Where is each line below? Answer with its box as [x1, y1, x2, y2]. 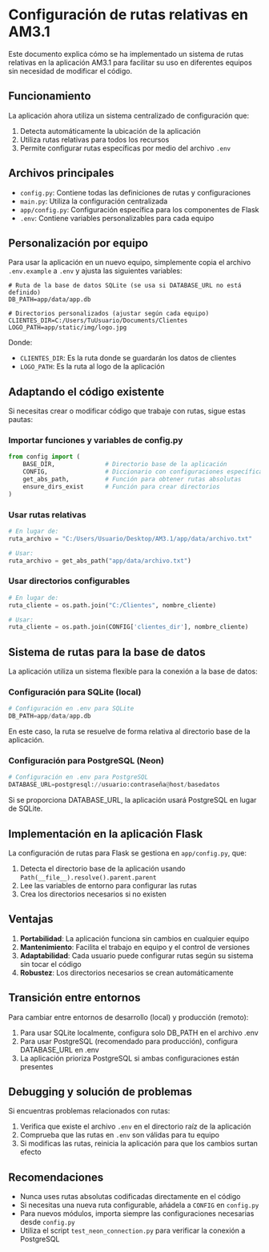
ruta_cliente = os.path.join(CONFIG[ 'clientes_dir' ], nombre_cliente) [8, 623, 249, 631]
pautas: [8, 415, 34, 425]
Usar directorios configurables [8, 575, 130, 586]
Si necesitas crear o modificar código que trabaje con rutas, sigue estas [8, 406, 246, 416]
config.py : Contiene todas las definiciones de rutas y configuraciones [19, 187, 251, 197]
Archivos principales [8, 167, 114, 180]
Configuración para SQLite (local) [8, 686, 142, 698]
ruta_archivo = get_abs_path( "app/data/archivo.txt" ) [8, 557, 192, 565]
